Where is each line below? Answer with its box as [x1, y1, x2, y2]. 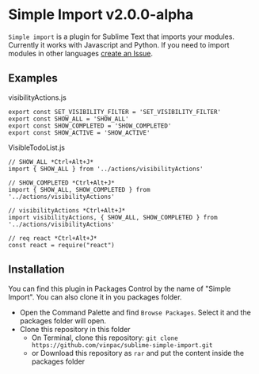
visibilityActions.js [8, 93, 67, 102]
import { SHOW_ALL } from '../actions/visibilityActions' [8, 165, 204, 173]
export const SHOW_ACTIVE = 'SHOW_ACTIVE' [8, 128, 150, 136]
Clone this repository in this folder [19, 324, 131, 334]
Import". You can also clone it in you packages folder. [8, 292, 182, 302]
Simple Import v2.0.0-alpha [8, 6, 194, 24]
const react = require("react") [8, 241, 115, 249]
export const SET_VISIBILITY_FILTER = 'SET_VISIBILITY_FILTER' [8, 108, 222, 116]
